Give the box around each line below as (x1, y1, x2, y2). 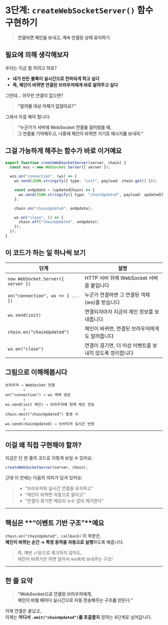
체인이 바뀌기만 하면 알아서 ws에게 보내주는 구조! (17, 556, 113, 562)
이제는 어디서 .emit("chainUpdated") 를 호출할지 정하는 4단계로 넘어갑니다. (5, 614, 152, 620)
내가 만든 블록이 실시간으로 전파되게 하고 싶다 (12, 76, 100, 82)
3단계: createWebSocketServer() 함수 (5, 5, 153, 16)
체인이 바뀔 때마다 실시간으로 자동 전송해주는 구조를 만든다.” (17, 597, 133, 603)
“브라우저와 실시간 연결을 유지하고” (24, 485, 93, 491)
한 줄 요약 (5, 576, 33, 585)
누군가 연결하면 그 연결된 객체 (84, 291, 150, 298)
